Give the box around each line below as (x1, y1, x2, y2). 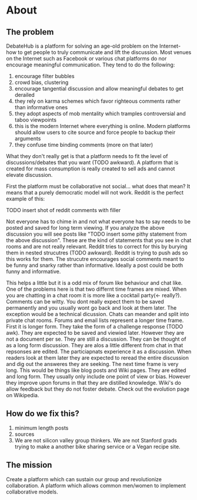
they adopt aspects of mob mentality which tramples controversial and (14, 110, 186, 117)
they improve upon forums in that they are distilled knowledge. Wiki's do (6, 380, 181, 386)
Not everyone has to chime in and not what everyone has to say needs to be (6, 218, 191, 225)
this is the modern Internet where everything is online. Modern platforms (14, 123, 191, 129)
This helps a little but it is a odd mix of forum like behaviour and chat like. (6, 280, 183, 286)
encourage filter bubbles (14, 73, 75, 79)
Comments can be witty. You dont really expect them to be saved (6, 298, 165, 305)
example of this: (6, 195, 45, 202)
